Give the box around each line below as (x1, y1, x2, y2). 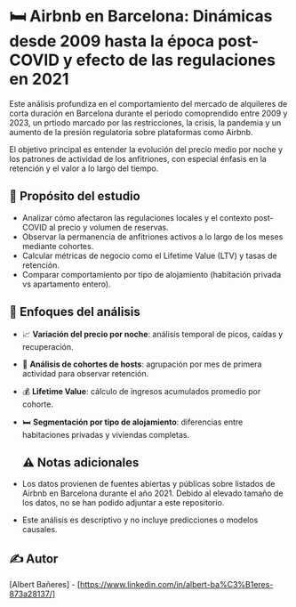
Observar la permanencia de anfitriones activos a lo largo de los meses (21, 231, 284, 242)
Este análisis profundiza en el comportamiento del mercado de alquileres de (9, 98, 288, 109)
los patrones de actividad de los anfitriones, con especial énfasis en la (9, 153, 267, 164)
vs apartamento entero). (21, 279, 111, 289)
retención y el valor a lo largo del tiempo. (9, 163, 159, 174)
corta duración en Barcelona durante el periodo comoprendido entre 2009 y (9, 108, 288, 118)
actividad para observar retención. (21, 368, 149, 378)
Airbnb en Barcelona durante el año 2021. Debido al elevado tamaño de (21, 488, 284, 498)
